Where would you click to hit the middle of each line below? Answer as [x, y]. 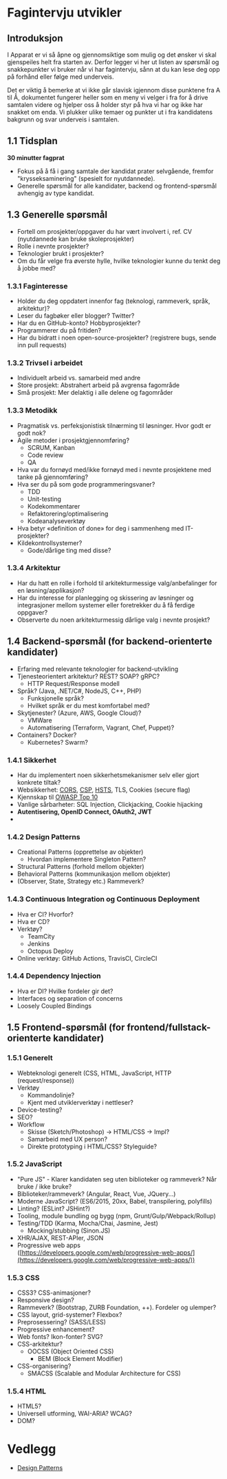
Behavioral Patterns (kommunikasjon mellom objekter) [94, 874]
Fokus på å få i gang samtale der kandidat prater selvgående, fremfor [115, 171]
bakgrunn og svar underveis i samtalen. [63, 119]
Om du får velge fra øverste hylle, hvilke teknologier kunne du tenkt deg [119, 261]
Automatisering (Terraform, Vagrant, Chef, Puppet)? [101, 727]
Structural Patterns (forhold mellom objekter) [80, 867]
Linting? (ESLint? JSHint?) [54, 1208]
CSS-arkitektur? [40, 1344]
